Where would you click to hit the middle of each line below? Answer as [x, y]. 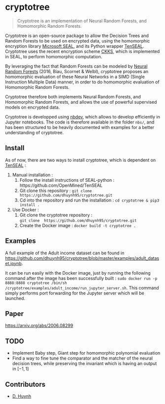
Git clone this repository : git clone [56, 190]
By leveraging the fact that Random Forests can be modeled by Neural [76, 66]
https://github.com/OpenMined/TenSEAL [61, 185]
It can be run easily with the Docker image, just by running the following [78, 273]
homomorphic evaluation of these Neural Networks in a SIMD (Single [75, 77]
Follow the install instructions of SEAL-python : [67, 180]
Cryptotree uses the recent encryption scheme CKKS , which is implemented [82, 51]
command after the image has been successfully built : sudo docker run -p [81, 278]
